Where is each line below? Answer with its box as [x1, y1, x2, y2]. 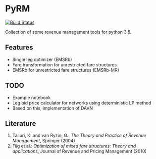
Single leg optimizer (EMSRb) [12, 56, 72, 62]
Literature [5, 119, 36, 128]
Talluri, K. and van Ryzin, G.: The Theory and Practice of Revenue [12, 132, 146, 139]
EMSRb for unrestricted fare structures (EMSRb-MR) [12, 67, 120, 73]
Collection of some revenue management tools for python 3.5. [5, 29, 132, 35]
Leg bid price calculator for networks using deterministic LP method [12, 100, 152, 106]
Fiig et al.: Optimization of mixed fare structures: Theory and [12, 143, 136, 149]
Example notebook [12, 95, 51, 101]
